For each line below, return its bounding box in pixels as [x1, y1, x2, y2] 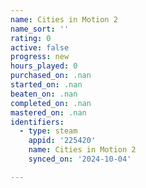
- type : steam [19, 126, 78, 136]
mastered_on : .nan [10, 107, 87, 118]
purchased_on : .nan [10, 71, 92, 81]
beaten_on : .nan [10, 89, 78, 99]
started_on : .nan [10, 80, 83, 90]
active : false [10, 42, 70, 53]
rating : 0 [10, 33, 52, 43]
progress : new [10, 52, 70, 62]
